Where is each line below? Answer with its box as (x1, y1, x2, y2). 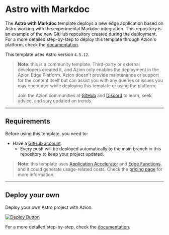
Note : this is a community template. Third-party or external (17, 61, 140, 67)
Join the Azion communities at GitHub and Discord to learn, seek (17, 92, 152, 98)
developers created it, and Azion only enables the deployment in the (17, 67, 159, 73)
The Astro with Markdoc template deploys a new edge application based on (5, 20, 164, 26)
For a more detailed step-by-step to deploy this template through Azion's (5, 36, 156, 42)
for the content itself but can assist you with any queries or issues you (17, 77, 163, 83)
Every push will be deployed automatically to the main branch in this (20, 145, 161, 152)
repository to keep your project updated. (20, 151, 104, 157)
